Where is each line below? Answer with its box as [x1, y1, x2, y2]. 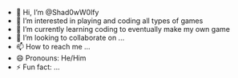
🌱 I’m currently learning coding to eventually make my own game [15, 25, 231, 33]
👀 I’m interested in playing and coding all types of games [15, 16, 204, 25]
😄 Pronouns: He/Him [15, 53, 87, 63]
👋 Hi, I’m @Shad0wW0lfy [15, 8, 99, 17]
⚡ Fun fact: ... [15, 62, 60, 72]
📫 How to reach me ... [15, 42, 91, 51]
